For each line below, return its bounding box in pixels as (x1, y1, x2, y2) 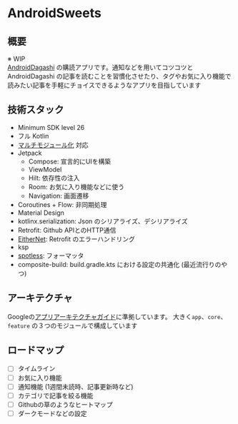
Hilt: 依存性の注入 (28, 173, 80, 182)
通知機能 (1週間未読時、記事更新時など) (17, 382, 134, 390)
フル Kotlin (17, 131, 49, 140)
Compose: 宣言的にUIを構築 (28, 157, 111, 166)
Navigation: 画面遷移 (28, 191, 89, 200)
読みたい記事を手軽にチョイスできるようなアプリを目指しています (7, 81, 202, 89)
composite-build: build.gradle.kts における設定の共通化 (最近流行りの (17, 260, 222, 268)
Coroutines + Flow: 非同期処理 (17, 200, 107, 208)
